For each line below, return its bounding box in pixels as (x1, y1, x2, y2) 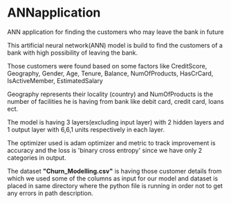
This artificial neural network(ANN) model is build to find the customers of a (7, 41, 223, 49)
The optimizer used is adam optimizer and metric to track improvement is (7, 138, 216, 147)
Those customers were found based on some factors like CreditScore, (7, 62, 207, 70)
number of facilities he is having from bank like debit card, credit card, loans (7, 97, 224, 105)
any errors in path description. (7, 189, 93, 197)
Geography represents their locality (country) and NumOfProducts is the (7, 90, 213, 98)
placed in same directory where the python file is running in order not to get (7, 181, 223, 189)
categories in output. (7, 154, 67, 162)
